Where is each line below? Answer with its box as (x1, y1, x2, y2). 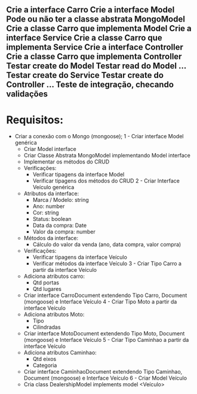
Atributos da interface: (23, 190, 79, 197)
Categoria (32, 362, 57, 369)
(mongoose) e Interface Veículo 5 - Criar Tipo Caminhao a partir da (23, 337, 189, 344)
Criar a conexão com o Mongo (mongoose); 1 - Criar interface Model (14, 133, 184, 140)
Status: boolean (32, 216, 72, 223)
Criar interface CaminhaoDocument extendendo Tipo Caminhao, (23, 368, 183, 375)
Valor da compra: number (32, 228, 96, 235)
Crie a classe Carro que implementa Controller (6, 51, 182, 62)
